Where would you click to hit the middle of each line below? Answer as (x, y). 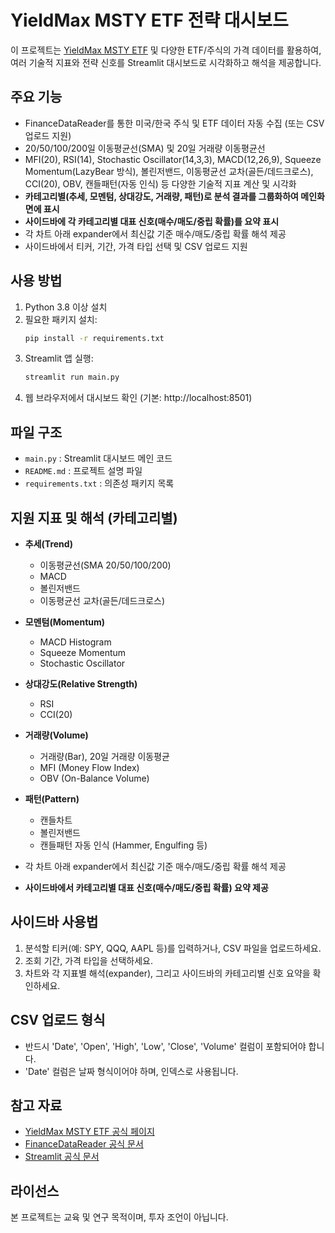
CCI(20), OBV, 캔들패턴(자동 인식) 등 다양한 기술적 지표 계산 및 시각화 (160, 183)
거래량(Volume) (56, 735)
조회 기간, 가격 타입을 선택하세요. (88, 960)
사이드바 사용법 (54, 922)
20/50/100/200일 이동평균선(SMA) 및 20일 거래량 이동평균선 (145, 148)
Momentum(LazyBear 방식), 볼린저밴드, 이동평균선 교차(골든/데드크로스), (169, 171)
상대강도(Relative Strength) (81, 683)
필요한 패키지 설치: (61, 319)
